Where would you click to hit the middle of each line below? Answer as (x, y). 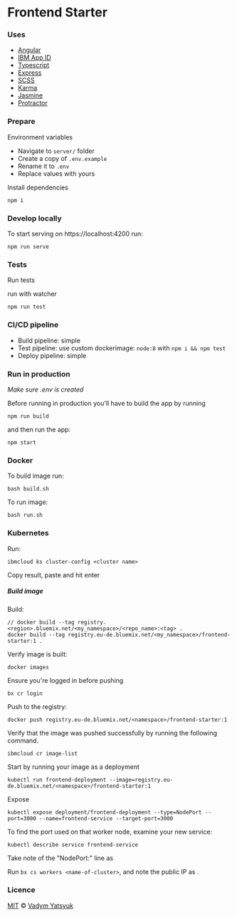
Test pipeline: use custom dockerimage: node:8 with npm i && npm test (122, 348)
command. (23, 740)
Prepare (21, 122)
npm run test (27, 307)
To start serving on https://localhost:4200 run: (75, 234)
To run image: (28, 502)
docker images (28, 667)
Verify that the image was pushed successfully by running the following (112, 733)
